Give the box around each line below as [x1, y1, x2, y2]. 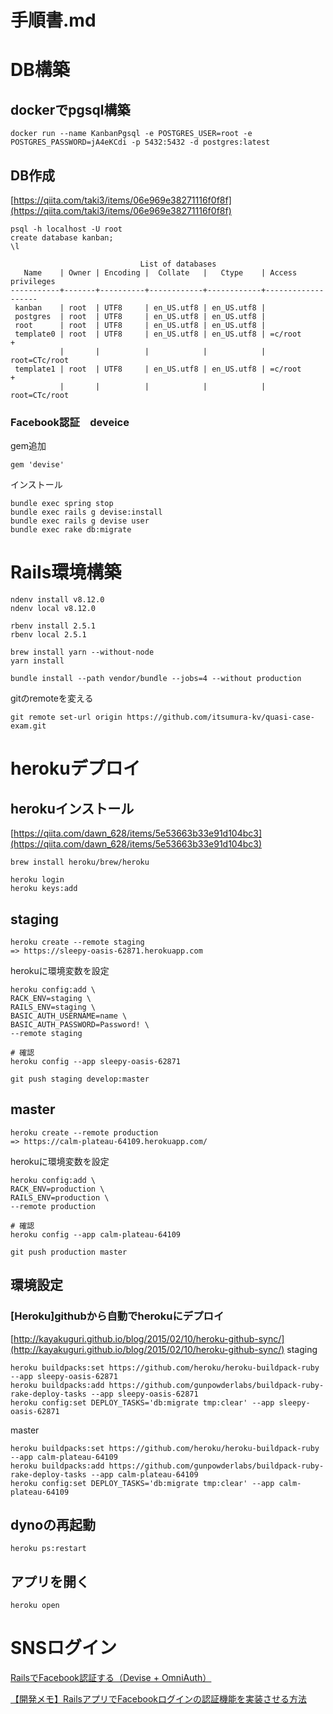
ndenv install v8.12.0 [10, 595, 105, 605]
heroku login [10, 875, 65, 885]
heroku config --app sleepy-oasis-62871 [10, 1057, 182, 1067]
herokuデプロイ [10, 757, 141, 780]
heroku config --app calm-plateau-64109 [10, 1229, 182, 1240]
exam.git [10, 721, 47, 731]
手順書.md [10, 9, 97, 32]
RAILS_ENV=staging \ [10, 1002, 97, 1013]
